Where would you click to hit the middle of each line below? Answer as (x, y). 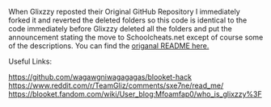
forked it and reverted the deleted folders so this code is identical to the (128, 20)
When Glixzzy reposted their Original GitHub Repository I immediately (124, 12)
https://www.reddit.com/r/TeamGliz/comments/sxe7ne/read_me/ (116, 85)
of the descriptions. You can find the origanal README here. (109, 46)
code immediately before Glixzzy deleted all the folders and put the (120, 29)
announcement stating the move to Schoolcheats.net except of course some (136, 37)
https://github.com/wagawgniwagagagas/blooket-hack (100, 77)
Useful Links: (30, 61)
